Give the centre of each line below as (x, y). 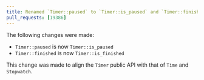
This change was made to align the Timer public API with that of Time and (97, 65)
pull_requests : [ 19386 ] (36, 18)
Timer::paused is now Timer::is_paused (64, 47)
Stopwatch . (19, 71)
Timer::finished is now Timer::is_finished (70, 53)
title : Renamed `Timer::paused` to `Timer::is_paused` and (83, 12)
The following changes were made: (50, 35)
